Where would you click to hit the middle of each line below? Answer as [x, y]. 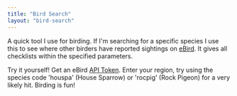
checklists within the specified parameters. [70, 56]
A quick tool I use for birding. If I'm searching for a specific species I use [113, 41]
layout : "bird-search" [41, 21]
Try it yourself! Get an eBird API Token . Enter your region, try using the [110, 70]
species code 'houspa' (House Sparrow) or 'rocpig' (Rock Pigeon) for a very [119, 77]
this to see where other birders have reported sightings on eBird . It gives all [117, 48]
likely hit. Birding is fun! [42, 85]
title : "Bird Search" [39, 14]
